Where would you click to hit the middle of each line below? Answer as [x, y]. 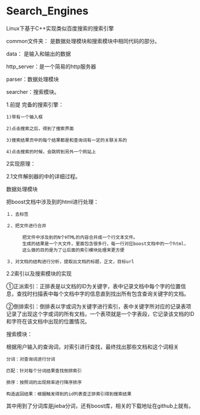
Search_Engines [47, 11]
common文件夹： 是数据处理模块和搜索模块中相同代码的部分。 [83, 41]
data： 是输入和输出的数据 [39, 54]
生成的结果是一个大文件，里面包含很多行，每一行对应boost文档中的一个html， [105, 243]
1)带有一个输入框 [24, 117]
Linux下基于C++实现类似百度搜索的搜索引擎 [60, 28]
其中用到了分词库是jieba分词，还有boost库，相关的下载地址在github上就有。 [100, 405]
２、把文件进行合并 [26, 225]
